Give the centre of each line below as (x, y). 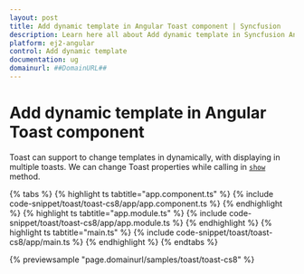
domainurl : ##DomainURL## (58, 69)
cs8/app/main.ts (40, 241)
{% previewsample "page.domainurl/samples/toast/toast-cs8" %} (132, 260)
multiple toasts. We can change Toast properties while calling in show (138, 166)
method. (25, 176)
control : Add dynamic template (68, 52)
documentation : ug (44, 60)
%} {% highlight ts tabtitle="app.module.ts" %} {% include (119, 213)
